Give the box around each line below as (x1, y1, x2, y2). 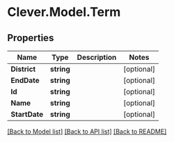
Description (77, 53, 117, 62)
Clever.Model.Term (7, 4, 121, 20)
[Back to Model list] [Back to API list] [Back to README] (7, 127, 167, 136)
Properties (7, 32, 54, 44)
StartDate (10, 109, 44, 119)
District (10, 64, 36, 74)
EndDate (10, 76, 40, 85)
